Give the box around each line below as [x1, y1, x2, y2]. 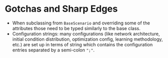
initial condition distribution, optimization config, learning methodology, [12, 36, 163, 42]
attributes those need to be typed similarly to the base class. [12, 25, 141, 31]
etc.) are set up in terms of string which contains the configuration [12, 41, 153, 47]
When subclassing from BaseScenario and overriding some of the [12, 20, 150, 26]
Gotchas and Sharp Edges [5, 3, 118, 15]
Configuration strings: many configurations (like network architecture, [12, 31, 160, 37]
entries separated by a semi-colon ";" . [12, 47, 95, 53]
